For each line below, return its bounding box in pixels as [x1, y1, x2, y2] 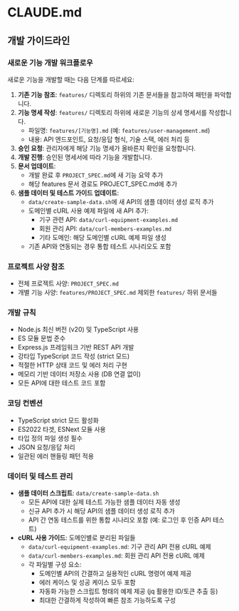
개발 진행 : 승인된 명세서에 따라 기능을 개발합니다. [17, 153, 153, 161]
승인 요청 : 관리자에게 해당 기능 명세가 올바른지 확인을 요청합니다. [17, 143, 196, 152]
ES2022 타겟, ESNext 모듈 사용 [17, 425, 106, 433]
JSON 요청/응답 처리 [17, 443, 76, 451]
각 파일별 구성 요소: [28, 560, 82, 569]
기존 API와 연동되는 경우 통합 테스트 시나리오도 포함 [28, 242, 171, 251]
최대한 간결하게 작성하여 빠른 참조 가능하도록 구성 [38, 596, 176, 605]
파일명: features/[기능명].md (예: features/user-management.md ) [28, 126, 211, 134]
